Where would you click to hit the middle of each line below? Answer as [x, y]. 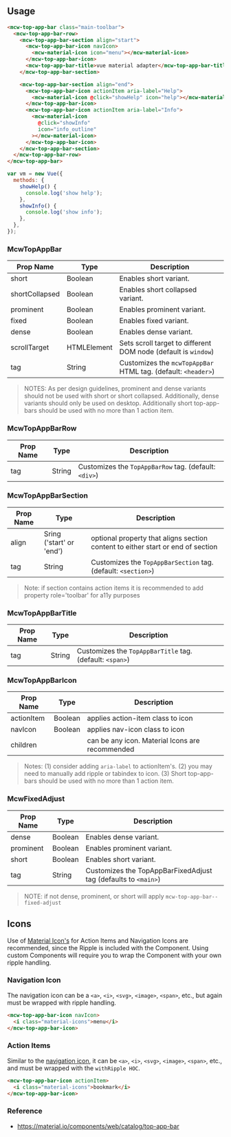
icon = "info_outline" [67, 129]
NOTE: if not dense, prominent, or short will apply [94, 896]
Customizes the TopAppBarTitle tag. [134, 651]
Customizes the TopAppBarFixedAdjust [149, 870]
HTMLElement [89, 347]
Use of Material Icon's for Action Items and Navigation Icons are [98, 941]
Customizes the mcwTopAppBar [167, 363]
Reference [25, 1111]
